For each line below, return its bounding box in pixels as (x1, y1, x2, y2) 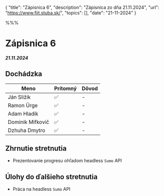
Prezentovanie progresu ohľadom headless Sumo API (12, 158, 122, 164)
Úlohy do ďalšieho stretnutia (5, 172, 98, 181)
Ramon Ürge (8, 102, 38, 109)
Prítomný (54, 84, 77, 92)
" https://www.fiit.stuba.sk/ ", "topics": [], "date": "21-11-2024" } (5, 10, 136, 16)
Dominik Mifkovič (8, 118, 49, 125)
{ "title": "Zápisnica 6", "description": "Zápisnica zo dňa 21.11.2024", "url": (5, 5, 159, 10)
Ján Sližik (8, 93, 31, 100)
